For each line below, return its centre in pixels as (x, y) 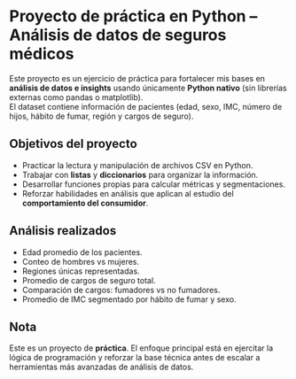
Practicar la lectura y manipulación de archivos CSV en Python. (137, 165)
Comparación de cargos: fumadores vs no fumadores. (121, 290)
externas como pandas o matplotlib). (76, 97)
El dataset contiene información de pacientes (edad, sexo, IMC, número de (146, 106)
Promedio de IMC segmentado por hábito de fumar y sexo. (129, 299)
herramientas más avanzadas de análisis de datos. (101, 367)
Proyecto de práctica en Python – (133, 16)
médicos (42, 54)
